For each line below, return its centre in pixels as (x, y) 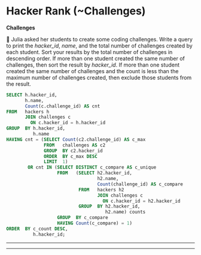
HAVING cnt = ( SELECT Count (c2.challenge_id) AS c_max (76, 139)
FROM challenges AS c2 (75, 145)
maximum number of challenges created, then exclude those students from (99, 77)
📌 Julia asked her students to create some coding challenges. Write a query (100, 39)
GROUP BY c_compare (83, 218)
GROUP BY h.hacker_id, (36, 128)
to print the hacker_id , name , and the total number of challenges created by (99, 46)
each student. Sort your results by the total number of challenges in (89, 52)
